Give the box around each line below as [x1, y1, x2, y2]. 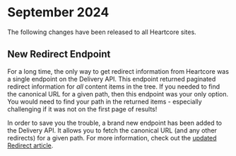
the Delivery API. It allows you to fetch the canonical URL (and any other [7, 126, 218, 135]
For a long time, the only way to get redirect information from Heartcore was [7, 67, 230, 75]
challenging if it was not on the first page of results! [7, 104, 158, 113]
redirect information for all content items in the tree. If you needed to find [7, 82, 220, 91]
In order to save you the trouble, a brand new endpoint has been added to [7, 118, 223, 127]
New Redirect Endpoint [7, 48, 111, 60]
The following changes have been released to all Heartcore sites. [7, 28, 196, 36]
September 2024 [7, 4, 110, 21]
